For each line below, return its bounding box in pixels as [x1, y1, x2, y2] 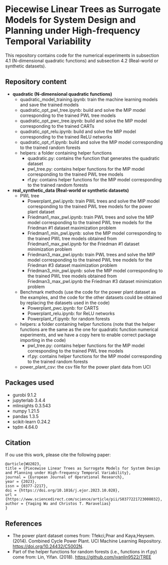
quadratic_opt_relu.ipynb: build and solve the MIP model [20, 128, 136, 134]
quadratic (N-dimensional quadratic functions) [12, 91, 112, 97]
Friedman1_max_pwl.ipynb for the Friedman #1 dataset [27, 241, 139, 247]
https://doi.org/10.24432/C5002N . [12, 543, 84, 549]
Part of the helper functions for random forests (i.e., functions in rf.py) [12, 549, 157, 555]
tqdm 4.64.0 [12, 424, 38, 430]
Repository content [5, 78, 67, 86]
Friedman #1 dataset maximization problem [27, 225, 116, 231]
